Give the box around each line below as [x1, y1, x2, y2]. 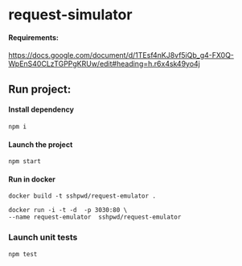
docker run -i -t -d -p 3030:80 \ [8, 207, 128, 215]
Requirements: [8, 32, 59, 42]
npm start [8, 158, 42, 166]
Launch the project [8, 139, 73, 149]
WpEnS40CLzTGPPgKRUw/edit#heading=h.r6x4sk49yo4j [8, 59, 201, 69]
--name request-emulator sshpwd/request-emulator [8, 213, 182, 222]
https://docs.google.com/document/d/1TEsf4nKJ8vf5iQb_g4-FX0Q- [8, 51, 235, 60]
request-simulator [8, 6, 133, 24]
